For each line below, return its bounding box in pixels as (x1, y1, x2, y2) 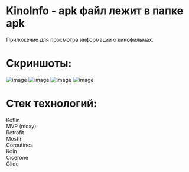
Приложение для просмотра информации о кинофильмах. (6, 36, 154, 43)
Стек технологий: (6, 97, 97, 110)
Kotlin (6, 116, 20, 123)
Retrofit (6, 128, 25, 136)
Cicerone (6, 154, 28, 161)
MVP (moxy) (6, 123, 37, 130)
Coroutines (6, 141, 34, 148)
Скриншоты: (6, 57, 72, 70)
